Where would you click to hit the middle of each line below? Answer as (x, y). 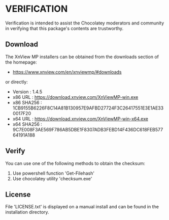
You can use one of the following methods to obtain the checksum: (75, 163)
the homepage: (21, 62)
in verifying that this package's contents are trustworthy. (64, 28)
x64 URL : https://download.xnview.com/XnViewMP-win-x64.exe (80, 119)
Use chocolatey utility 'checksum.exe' (52, 178)
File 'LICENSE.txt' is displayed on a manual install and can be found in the (82, 207)
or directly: (16, 81)
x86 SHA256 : (27, 102)
